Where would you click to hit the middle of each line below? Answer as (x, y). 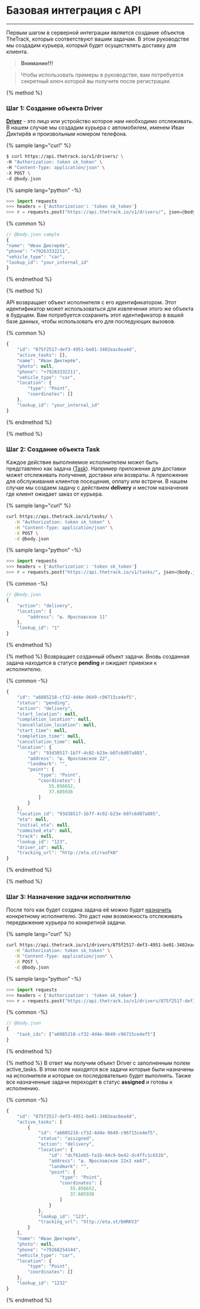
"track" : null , (36, 836)
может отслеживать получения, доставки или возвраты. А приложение (97, 475)
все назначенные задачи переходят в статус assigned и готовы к (89, 1082)
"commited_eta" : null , (45, 831)
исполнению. (23, 1088)
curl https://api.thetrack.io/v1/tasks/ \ (60, 517)
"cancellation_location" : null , (57, 725)
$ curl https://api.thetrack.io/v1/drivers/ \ (65, 157)
